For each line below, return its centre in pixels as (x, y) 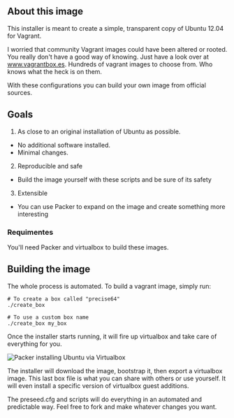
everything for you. (35, 344)
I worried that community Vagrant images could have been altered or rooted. (117, 49)
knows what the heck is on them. (55, 71)
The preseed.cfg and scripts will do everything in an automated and (105, 399)
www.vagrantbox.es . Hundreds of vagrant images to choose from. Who (110, 64)
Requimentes (30, 232)
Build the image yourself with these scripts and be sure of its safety (114, 179)
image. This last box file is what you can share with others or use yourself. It (117, 378)
